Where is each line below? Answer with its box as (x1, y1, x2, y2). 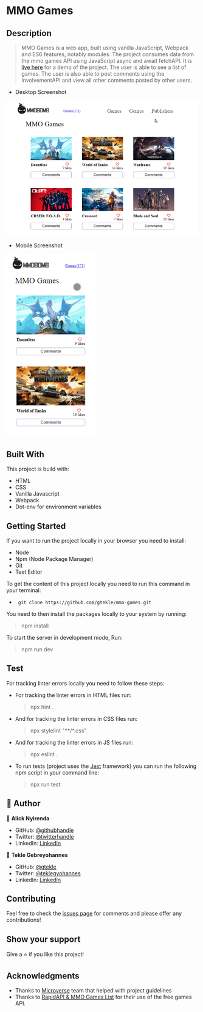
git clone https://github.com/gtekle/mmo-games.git (18, 599, 152, 605)
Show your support (6, 934, 81, 944)
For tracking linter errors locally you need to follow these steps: (6, 679, 165, 687)
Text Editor (15, 568, 43, 576)
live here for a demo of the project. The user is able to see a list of (21, 63, 187, 71)
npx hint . (30, 703, 54, 710)
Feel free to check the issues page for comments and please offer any (6, 910, 182, 917)
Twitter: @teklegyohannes (15, 869, 81, 876)
